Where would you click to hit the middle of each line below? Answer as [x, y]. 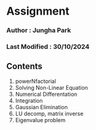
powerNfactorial [35, 81]
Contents [24, 66]
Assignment [38, 11]
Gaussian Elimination [42, 107]
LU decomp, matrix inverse [49, 114]
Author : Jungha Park [39, 31]
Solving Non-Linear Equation [52, 87]
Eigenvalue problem [40, 120]
